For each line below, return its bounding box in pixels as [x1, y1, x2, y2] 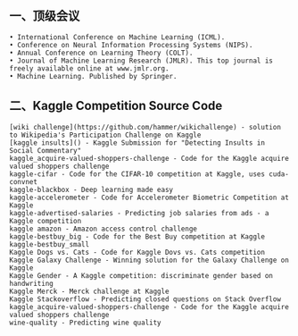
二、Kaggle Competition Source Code [9, 98, 223, 113]
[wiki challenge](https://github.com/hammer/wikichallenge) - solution [9, 122, 281, 131]
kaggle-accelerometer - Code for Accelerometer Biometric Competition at [9, 193, 290, 202]
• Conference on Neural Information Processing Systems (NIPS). [9, 40, 253, 49]
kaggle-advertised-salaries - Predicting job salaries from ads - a [9, 208, 269, 217]
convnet [9, 177, 38, 186]
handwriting [9, 279, 54, 288]
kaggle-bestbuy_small [9, 239, 90, 248]
